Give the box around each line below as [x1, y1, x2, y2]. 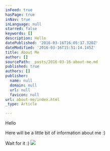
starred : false [5, 26, 37, 31]
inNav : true [5, 17, 30, 22]
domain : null [10, 83, 37, 88]
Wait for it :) [5, 140, 30, 146]
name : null [10, 78, 33, 83]
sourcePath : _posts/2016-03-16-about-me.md [5, 59, 98, 64]
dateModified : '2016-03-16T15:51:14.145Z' [5, 45, 96, 50]
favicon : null [10, 92, 39, 97]
